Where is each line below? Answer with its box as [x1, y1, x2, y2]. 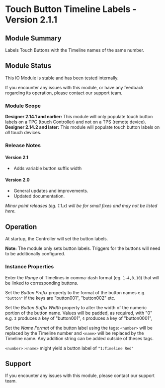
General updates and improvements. [13, 188, 88, 194]
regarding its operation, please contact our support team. [5, 90, 123, 96]
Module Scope [5, 102, 41, 109]
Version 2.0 [5, 177, 30, 183]
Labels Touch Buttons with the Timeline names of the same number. [5, 47, 145, 53]
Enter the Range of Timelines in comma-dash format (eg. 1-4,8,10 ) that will [5, 274, 160, 280]
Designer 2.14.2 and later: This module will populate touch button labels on [5, 124, 160, 130]
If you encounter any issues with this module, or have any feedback [5, 84, 144, 90]
